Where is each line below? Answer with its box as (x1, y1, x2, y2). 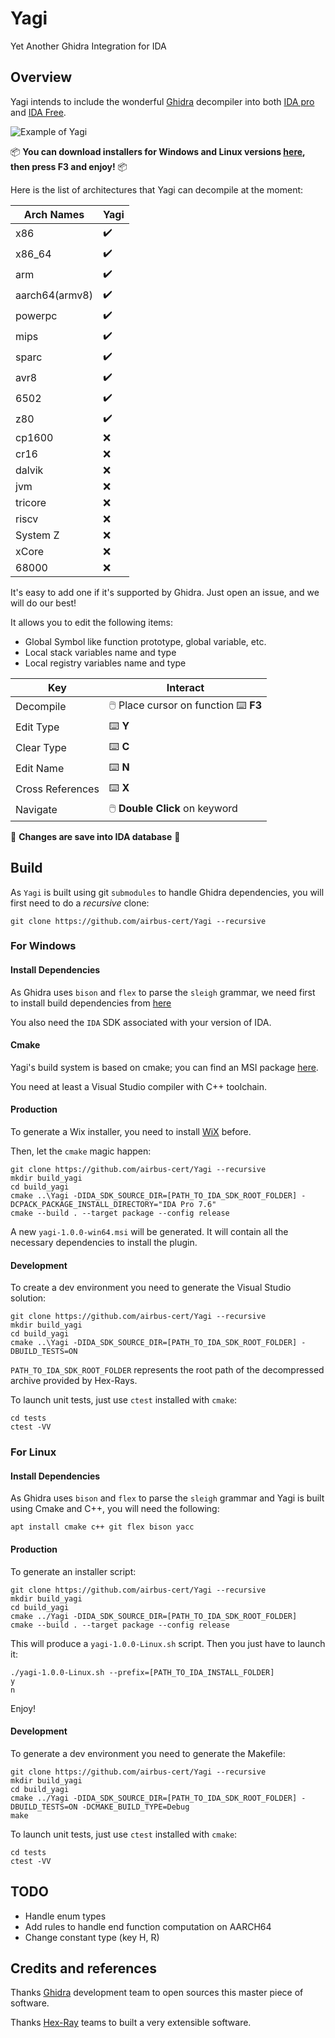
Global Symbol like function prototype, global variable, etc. (24, 635, 267, 647)
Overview (10, 69, 73, 86)
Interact (166, 680, 205, 694)
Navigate (15, 803, 58, 817)
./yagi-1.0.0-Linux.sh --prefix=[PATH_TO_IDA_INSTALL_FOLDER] (10, 1667, 275, 1677)
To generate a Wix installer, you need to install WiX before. (10, 1126, 252, 1138)
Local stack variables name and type (24, 646, 177, 658)
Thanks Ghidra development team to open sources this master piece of (10, 1987, 304, 1999)
